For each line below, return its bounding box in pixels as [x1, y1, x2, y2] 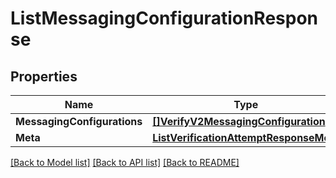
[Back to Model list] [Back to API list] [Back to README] [10, 157, 240, 168]
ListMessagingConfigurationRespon [10, 7, 318, 30]
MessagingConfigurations [15, 115, 143, 128]
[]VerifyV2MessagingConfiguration [152, 115, 326, 128]
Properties [10, 68, 78, 85]
